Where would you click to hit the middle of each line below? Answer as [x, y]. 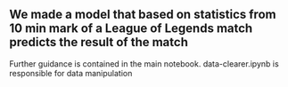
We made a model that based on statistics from [143, 15]
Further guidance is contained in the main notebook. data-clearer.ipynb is [144, 63]
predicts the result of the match [99, 42]
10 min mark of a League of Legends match [131, 29]
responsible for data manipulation [71, 73]
